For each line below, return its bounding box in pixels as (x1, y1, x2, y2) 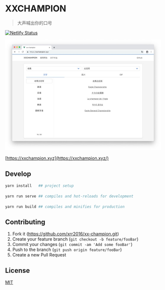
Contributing (5, 218, 45, 226)
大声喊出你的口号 (17, 20, 52, 26)
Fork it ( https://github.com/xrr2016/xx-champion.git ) (12, 231, 120, 237)
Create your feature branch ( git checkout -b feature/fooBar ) (12, 236, 139, 242)
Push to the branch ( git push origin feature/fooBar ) (12, 247, 122, 252)
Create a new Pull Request (12, 252, 67, 258)
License (5, 266, 30, 275)
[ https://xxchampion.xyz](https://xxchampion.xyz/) (5, 155, 109, 161)
